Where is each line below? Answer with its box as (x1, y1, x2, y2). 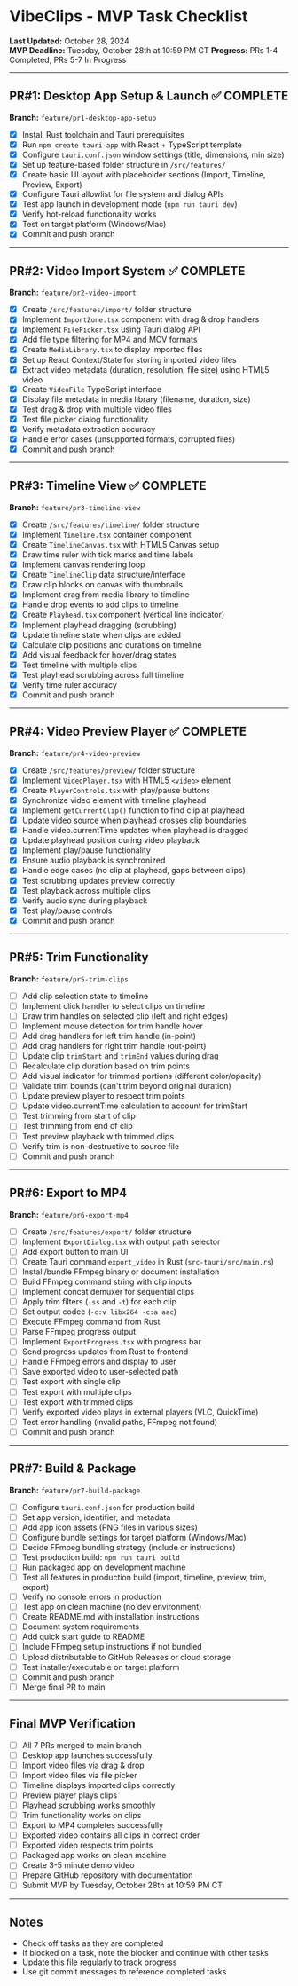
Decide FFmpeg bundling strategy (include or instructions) (21, 1541, 237, 1552)
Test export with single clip (21, 1376, 122, 1387)
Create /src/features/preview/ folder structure (21, 765, 196, 776)
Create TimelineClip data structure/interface (21, 570, 186, 580)
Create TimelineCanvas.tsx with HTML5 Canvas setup (21, 540, 220, 549)
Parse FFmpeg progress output (21, 1327, 137, 1337)
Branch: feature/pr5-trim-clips (9, 973, 129, 984)
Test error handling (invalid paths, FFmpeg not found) (21, 1416, 218, 1427)
